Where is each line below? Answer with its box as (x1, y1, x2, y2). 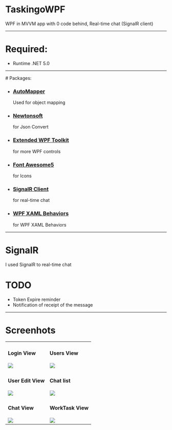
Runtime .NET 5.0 (12, 60, 50, 66)
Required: (5, 44, 48, 55)
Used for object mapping (12, 99, 66, 106)
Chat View (8, 404, 34, 412)
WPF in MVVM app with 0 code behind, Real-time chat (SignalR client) (5, 21, 154, 27)
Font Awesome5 (12, 161, 54, 168)
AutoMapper (12, 88, 45, 95)
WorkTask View (49, 404, 89, 412)
